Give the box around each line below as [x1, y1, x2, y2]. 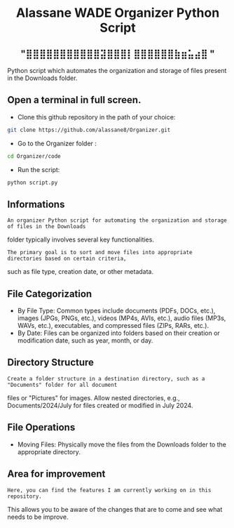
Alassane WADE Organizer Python [15, 5, 220, 21]
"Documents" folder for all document [7, 381, 118, 388]
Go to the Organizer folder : [17, 139, 97, 147]
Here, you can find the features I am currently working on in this [7, 487, 212, 494]
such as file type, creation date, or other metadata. [7, 268, 154, 276]
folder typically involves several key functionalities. [7, 235, 154, 244]
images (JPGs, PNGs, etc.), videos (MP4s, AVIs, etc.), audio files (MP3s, [17, 314, 226, 322]
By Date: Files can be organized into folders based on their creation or [17, 329, 221, 338]
